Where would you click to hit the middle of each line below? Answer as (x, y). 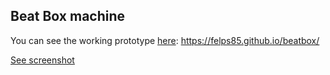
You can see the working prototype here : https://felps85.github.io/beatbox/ (165, 40)
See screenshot (42, 60)
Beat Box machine (68, 16)
